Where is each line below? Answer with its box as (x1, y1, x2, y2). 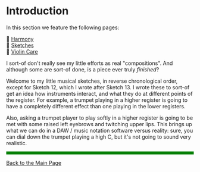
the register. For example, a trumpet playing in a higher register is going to (6, 96, 188, 104)
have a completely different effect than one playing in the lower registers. (6, 102, 186, 110)
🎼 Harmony (6, 35, 34, 42)
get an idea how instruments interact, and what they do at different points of (6, 90, 193, 97)
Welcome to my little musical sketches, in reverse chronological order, (6, 77, 178, 85)
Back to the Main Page (6, 159, 62, 166)
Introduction (6, 4, 69, 18)
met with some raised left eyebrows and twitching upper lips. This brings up (6, 120, 192, 127)
